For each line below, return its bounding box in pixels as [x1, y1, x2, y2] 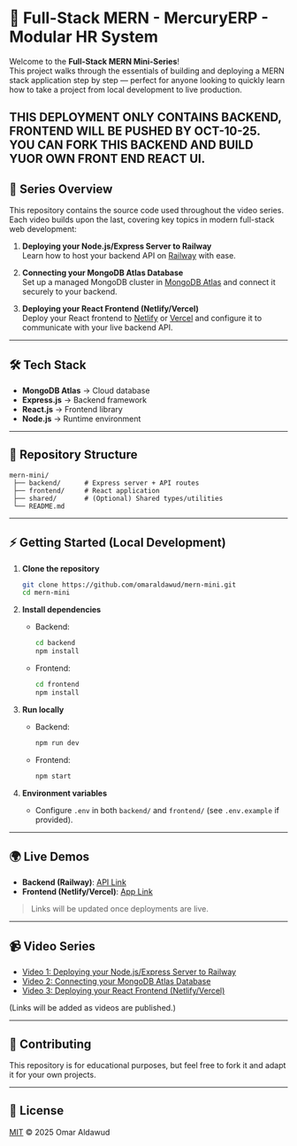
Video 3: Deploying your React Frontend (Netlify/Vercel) [21, 986, 225, 996]
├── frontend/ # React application [12, 486, 161, 495]
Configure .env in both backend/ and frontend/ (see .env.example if [34, 804, 280, 815]
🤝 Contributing [9, 1036, 92, 1051]
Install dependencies [21, 604, 102, 615]
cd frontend [34, 681, 80, 689]
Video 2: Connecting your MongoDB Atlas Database [21, 976, 211, 987]
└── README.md [12, 502, 65, 511]
